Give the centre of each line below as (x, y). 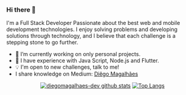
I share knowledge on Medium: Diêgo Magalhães (77, 74)
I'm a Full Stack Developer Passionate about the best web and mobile (93, 23)
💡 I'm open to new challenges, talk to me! (67, 67)
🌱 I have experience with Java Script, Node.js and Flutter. (87, 61)
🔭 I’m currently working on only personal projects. (78, 54)
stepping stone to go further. (42, 43)
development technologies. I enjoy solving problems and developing (92, 29)
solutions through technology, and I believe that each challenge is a (91, 36)
